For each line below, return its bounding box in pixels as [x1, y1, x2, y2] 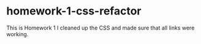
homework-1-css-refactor [6, 4, 142, 18]
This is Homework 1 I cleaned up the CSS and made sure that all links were [6, 24, 195, 31]
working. [6, 30, 29, 37]
